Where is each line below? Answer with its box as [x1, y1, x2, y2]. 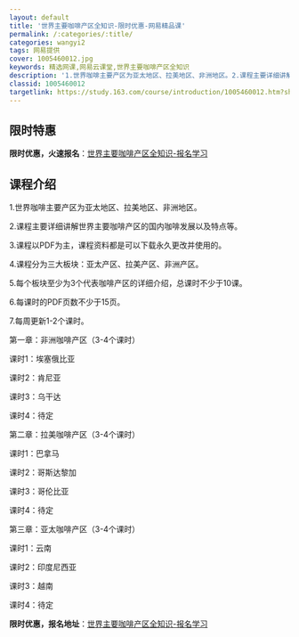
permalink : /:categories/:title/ [9, 29, 133, 38]
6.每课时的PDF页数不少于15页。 [9, 297, 125, 307]
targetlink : [9, 87, 53, 96]
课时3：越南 [9, 581, 53, 592]
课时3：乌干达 [9, 391, 61, 402]
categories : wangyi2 [9, 37, 86, 47]
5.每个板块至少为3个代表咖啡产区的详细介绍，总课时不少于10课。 [9, 278, 247, 289]
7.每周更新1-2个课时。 [9, 315, 89, 326]
